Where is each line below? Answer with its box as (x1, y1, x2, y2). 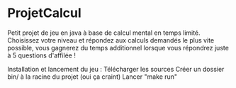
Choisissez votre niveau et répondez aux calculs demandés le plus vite (7, 35, 215, 44)
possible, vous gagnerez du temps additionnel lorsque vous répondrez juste (7, 43, 229, 52)
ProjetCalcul (7, 5, 82, 21)
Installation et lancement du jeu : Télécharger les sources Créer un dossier (7, 65, 225, 73)
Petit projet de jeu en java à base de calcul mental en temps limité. (7, 28, 201, 37)
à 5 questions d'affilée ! (7, 51, 76, 60)
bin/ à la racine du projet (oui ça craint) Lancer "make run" (7, 72, 178, 81)
